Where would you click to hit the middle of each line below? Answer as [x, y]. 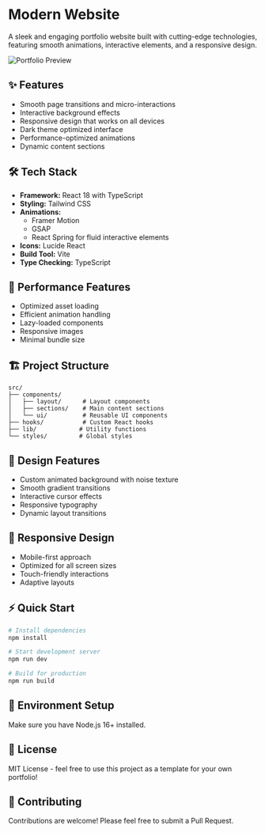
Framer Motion [55, 220]
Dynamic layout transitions [63, 513]
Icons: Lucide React [52, 245]
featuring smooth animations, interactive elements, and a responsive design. [132, 44]
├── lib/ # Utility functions [78, 430]
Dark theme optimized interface [71, 129]
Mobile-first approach [55, 557]
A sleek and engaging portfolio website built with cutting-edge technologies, [133, 36]
